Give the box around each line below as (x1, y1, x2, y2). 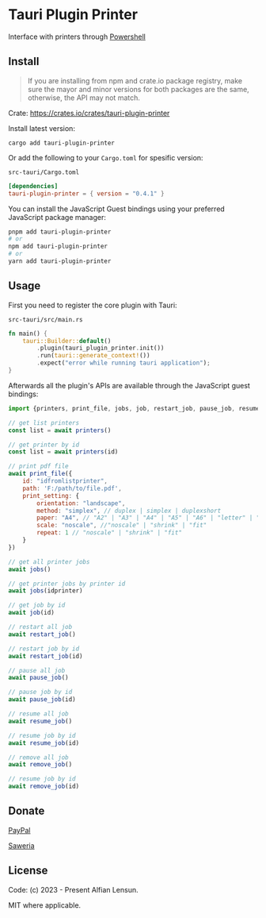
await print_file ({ (8, 470, 73, 478)
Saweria (8, 840, 35, 850)
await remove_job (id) (8, 782, 80, 791)
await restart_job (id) (8, 652, 83, 660)
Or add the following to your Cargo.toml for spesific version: (8, 152, 203, 162)
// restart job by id (8, 645, 80, 653)
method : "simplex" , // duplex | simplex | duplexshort (36, 507, 222, 515)
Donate (8, 804, 45, 818)
